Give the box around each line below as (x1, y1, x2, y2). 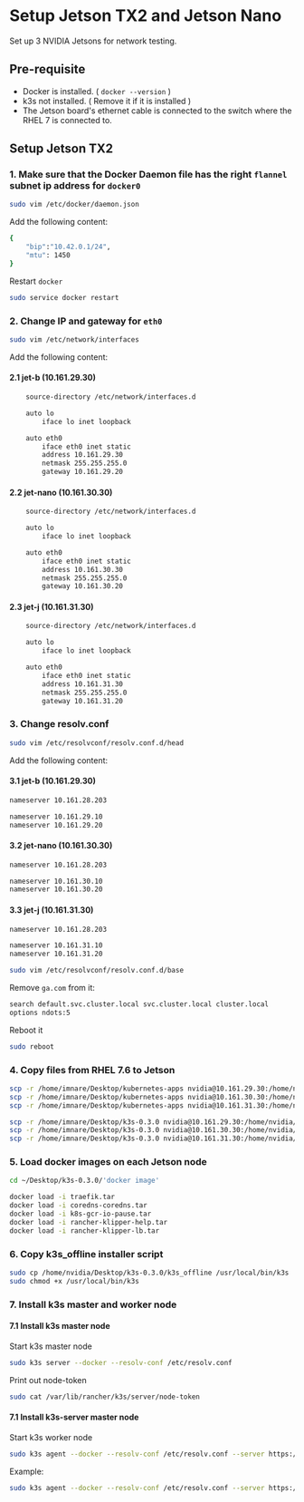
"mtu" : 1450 (25, 251, 71, 260)
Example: (9, 1466, 44, 1477)
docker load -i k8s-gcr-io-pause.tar (9, 1209, 152, 1219)
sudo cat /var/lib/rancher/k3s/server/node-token (9, 1392, 201, 1401)
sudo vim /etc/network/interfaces (9, 334, 140, 344)
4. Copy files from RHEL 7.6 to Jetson (9, 1063, 176, 1076)
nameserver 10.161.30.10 (9, 877, 103, 886)
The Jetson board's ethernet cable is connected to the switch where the (22, 105, 292, 116)
